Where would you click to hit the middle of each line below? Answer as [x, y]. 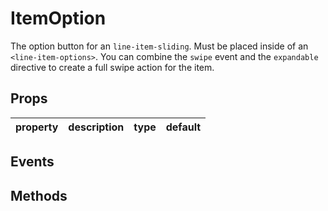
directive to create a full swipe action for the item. [112, 67]
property [37, 127]
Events [32, 162]
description [96, 127]
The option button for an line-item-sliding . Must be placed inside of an [159, 46]
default [183, 127]
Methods [39, 195]
